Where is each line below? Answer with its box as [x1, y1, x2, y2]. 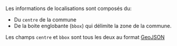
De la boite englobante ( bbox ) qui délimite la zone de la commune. [13, 23, 172, 29]
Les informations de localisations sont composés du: [5, 5, 132, 12]
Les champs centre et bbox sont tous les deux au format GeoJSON [5, 34, 165, 40]
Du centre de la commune [13, 16, 77, 23]
